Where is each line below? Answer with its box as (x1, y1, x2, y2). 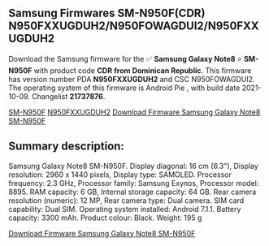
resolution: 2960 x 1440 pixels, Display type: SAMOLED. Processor (8, 170, 232, 179)
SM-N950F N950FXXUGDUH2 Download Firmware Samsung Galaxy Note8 (8, 107, 261, 117)
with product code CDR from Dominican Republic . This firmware (33, 65, 252, 76)
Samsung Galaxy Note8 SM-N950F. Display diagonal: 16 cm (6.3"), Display (8, 161, 258, 170)
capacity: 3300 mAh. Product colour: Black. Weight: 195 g (8, 213, 202, 222)
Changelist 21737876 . (32, 91, 106, 101)
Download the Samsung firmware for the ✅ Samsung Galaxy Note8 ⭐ (8, 54, 242, 63)
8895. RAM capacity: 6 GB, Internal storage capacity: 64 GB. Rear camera (8, 187, 257, 196)
